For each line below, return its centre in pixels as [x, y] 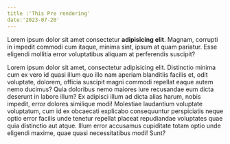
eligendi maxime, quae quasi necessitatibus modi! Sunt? [87, 133]
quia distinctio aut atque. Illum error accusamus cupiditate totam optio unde [114, 125]
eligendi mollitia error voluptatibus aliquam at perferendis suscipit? [101, 54]
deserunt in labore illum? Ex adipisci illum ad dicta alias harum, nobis [104, 96]
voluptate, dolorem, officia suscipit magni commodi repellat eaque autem [110, 82]
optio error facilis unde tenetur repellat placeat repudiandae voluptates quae [115, 118]
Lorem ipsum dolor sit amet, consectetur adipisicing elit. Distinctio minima [112, 67]
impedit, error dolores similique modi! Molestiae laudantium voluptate [105, 104]
